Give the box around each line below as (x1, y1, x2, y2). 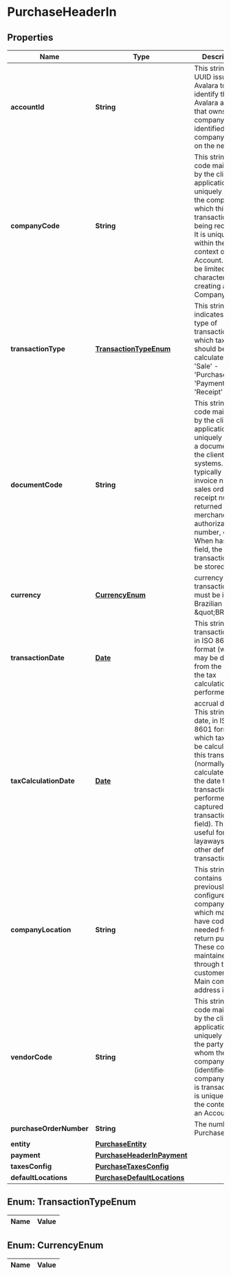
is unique (194, 1091, 224, 1100)
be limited (194, 264, 226, 273)
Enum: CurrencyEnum (7, 1240, 104, 1252)
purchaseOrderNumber (10, 1124, 89, 1133)
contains (194, 874, 222, 883)
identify (194, 89, 219, 98)
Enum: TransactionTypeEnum (7, 1196, 136, 1208)
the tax (194, 671, 217, 679)
